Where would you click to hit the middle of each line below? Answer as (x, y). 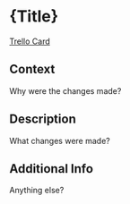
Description (43, 119)
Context (32, 69)
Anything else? (37, 191)
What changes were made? (60, 140)
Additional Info (52, 169)
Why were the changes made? (65, 90)
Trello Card (30, 41)
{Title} (34, 17)
